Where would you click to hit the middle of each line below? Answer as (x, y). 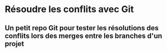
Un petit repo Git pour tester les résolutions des (82, 28)
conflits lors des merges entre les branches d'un (83, 36)
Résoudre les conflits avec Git (69, 9)
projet (15, 44)
